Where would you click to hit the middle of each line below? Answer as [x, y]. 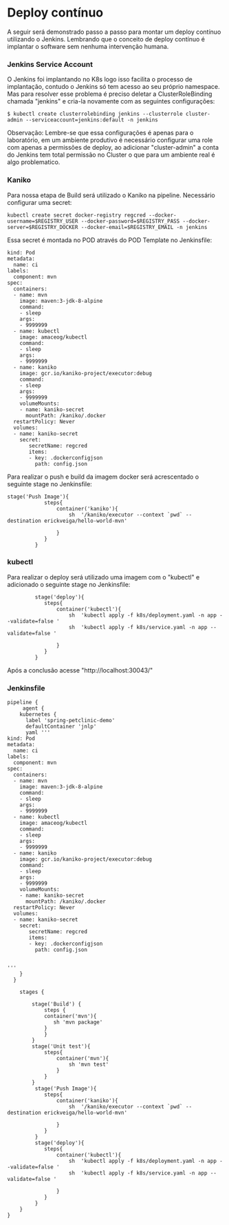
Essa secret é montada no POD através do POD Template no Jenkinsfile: [110, 240]
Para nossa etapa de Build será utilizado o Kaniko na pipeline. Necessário [111, 195]
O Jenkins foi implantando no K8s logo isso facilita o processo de [100, 79]
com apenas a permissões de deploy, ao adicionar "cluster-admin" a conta [113, 148]
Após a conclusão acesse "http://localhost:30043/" [80, 670]
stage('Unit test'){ [61, 1046]
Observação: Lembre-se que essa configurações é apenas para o [100, 133]
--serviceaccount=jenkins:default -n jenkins [91, 120]
